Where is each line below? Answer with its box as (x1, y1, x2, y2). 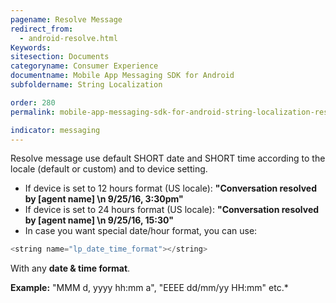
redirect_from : (10, 24, 74, 34)
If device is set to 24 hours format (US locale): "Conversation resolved (24, 204, 320, 216)
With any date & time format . (10, 262, 131, 275)
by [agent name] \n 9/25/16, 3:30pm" (24, 193, 184, 205)
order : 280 (10, 97, 56, 108)
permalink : (10, 107, 56, 117)
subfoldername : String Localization (10, 80, 163, 90)
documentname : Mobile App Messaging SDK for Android (10, 71, 235, 81)
